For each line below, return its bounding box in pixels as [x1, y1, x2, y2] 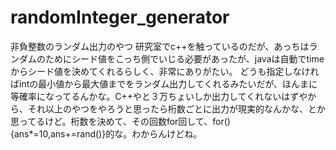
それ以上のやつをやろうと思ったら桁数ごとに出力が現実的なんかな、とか [27, 102, 326, 115]
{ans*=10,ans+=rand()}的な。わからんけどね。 [10, 127, 203, 140]
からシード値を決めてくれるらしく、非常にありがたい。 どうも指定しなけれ [10, 65, 320, 77]
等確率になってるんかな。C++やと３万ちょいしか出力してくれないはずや [10, 90, 308, 102]
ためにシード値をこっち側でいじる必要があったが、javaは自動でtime [44, 52, 325, 65]
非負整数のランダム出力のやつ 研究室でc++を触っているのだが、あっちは [10, 40, 310, 52]
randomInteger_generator [10, 6, 230, 29]
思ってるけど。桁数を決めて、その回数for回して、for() [10, 115, 231, 127]
